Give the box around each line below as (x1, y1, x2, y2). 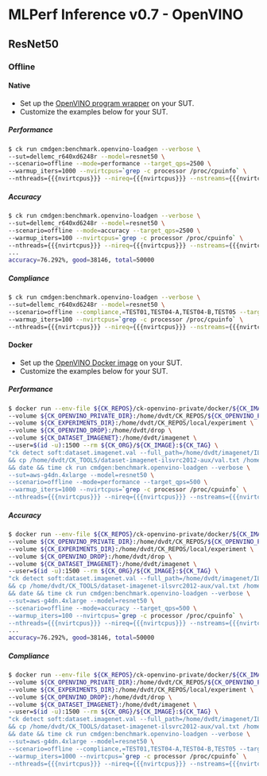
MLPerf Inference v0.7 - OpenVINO (8, 6, 244, 24)
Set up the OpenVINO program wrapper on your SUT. (19, 98, 195, 108)
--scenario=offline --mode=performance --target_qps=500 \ (8, 479, 208, 487)
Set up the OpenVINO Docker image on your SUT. (19, 358, 183, 367)
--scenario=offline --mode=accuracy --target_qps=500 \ (8, 604, 197, 612)
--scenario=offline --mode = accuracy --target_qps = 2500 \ (8, 227, 201, 235)
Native (8, 81, 31, 91)
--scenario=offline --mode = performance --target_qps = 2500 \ (8, 160, 212, 168)
